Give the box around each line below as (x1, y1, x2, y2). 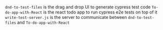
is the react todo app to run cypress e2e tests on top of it (43, 9, 158, 15)
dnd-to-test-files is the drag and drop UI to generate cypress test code (5, 4, 151, 10)
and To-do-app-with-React (17, 19, 70, 25)
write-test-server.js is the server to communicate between (5, 15, 127, 20)
